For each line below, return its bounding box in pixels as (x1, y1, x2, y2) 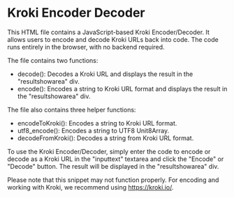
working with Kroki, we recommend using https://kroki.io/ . (7, 183, 174, 191)
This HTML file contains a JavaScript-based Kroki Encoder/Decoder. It (7, 28, 210, 36)
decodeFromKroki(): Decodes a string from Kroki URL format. (17, 134, 194, 142)
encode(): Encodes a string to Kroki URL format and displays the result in (17, 84, 228, 93)
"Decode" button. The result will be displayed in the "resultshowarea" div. (7, 162, 219, 170)
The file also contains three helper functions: (7, 105, 136, 114)
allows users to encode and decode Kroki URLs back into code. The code (7, 35, 219, 43)
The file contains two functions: (7, 56, 98, 64)
